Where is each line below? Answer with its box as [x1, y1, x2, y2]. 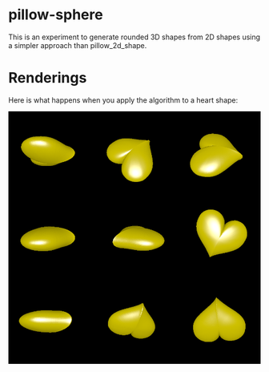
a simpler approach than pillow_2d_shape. [8, 40, 147, 50]
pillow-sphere [8, 6, 103, 24]
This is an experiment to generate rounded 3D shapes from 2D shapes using [8, 32, 261, 42]
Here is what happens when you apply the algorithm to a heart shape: [8, 95, 239, 105]
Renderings [8, 69, 87, 87]
